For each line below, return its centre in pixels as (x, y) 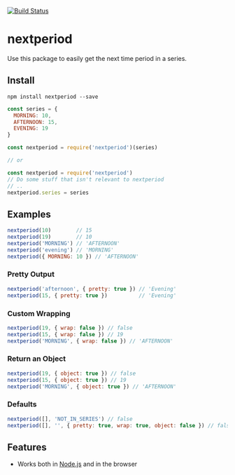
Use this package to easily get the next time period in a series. (97, 58)
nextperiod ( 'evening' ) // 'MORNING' (60, 250)
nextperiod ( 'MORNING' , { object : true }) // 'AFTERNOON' (92, 386)
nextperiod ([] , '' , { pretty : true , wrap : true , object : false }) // (111, 425)
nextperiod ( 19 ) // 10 (50, 237)
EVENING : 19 (31, 129)
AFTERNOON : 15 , (36, 122)
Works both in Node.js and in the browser (77, 464)
